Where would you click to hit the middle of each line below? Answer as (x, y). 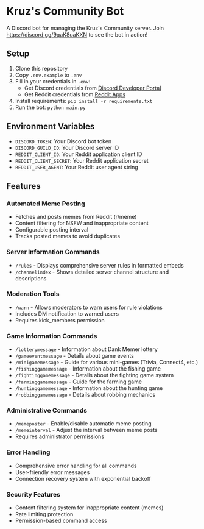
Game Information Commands (52, 336)
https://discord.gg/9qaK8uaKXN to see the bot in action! (77, 34)
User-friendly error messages (52, 472)
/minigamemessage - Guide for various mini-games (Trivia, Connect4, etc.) (107, 362)
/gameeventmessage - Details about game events (74, 356)
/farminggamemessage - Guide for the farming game (78, 382)
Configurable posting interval (52, 230)
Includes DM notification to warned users (67, 314)
